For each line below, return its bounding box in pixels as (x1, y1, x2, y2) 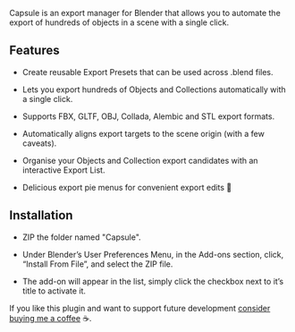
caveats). (21, 138, 57, 149)
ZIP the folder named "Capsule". (21, 232, 141, 243)
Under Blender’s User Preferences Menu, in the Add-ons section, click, (21, 249, 284, 260)
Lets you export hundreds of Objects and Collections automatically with (21, 84, 286, 95)
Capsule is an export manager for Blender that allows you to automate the (9, 8, 282, 18)
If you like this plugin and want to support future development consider (9, 302, 271, 313)
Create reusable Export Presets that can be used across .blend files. (21, 66, 274, 77)
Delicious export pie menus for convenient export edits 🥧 (21, 182, 232, 192)
